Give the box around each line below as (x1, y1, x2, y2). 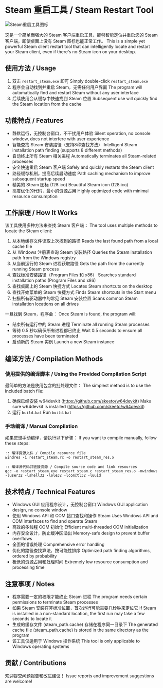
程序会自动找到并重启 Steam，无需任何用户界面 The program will (12, 84, 143, 90)
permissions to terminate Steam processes (12, 599, 98, 605)
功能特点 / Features (5, 116, 64, 125)
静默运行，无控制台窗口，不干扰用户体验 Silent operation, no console (12, 130, 151, 136)
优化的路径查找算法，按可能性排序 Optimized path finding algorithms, (12, 548, 151, 554)
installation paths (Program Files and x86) (12, 277, 96, 284)
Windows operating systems (12, 644, 70, 649)
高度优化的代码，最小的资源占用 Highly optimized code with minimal (12, 188, 149, 194)
